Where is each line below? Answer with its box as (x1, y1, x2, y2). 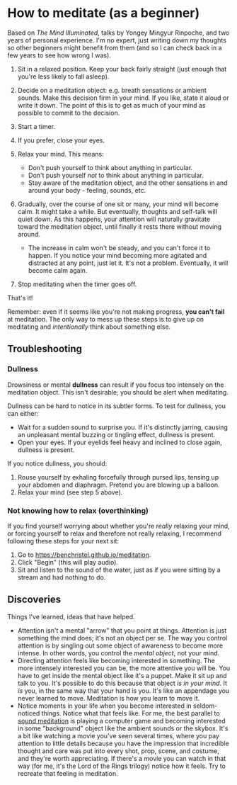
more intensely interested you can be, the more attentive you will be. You (17, 664, 231, 672)
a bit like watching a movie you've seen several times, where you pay (17, 731, 219, 740)
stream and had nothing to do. (17, 572, 106, 582)
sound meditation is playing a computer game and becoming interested (17, 716, 226, 725)
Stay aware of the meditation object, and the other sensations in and (28, 179, 228, 187)
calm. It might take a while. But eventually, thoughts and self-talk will (17, 207, 218, 215)
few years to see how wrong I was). (7, 51, 111, 60)
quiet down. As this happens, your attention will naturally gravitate (17, 215, 211, 223)
